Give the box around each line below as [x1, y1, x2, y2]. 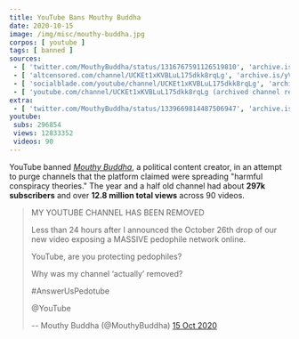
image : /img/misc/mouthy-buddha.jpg [9, 29, 145, 38]
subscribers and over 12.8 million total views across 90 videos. [9, 190, 245, 200]
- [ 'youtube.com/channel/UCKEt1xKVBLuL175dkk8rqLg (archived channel [12, 87, 280, 96]
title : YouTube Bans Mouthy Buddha [9, 12, 141, 22]
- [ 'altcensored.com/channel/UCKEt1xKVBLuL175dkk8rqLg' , [12, 71, 233, 80]
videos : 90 [12, 137, 53, 146]
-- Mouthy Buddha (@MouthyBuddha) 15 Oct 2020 [30, 319, 218, 330]
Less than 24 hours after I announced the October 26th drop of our [30, 224, 278, 235]
